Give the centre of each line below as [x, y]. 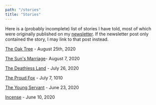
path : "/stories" [23, 10]
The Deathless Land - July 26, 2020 [42, 68]
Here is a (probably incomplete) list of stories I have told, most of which [78, 28]
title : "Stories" [23, 14]
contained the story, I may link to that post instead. [57, 39]
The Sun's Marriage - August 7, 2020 [42, 58]
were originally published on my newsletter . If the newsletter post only [77, 34]
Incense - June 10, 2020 [30, 97]
